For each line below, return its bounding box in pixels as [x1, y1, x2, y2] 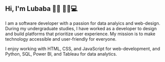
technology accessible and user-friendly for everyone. [5, 36, 117, 42]
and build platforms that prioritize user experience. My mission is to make [5, 31, 156, 37]
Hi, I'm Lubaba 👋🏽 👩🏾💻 [5, 4, 78, 13]
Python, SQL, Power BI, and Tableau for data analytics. [5, 51, 117, 57]
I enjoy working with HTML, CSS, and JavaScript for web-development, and [5, 46, 161, 52]
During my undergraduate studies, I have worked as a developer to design [5, 25, 157, 31]
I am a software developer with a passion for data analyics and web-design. [5, 20, 161, 26]
